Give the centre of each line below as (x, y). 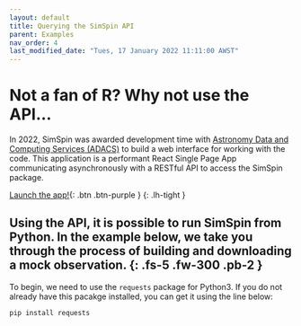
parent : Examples (42, 34)
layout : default (40, 18)
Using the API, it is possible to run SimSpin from (146, 223)
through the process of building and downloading (150, 251)
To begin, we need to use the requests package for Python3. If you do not (146, 286)
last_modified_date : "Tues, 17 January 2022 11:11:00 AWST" (124, 51)
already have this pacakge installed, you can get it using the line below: (142, 296)
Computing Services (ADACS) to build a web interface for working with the (147, 149)
